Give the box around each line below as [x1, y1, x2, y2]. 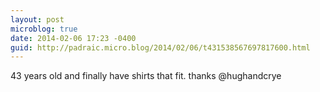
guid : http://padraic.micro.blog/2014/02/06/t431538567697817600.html [10, 42, 311, 53]
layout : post [10, 14, 65, 25]
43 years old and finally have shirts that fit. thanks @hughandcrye [10, 70, 282, 82]
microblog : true [10, 24, 78, 34]
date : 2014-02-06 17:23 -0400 [10, 33, 137, 43]
